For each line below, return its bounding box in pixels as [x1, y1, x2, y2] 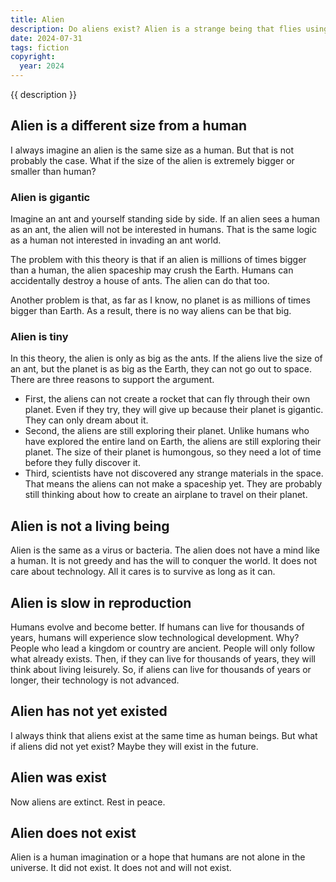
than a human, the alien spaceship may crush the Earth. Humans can [10, 264, 294, 276]
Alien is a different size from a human [10, 117, 248, 135]
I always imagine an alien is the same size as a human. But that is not [10, 144, 294, 156]
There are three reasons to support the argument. [10, 374, 215, 386]
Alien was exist [10, 769, 107, 786]
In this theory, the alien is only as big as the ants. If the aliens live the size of [10, 352, 323, 365]
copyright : [10, 52, 56, 62]
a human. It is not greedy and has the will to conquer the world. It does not [10, 555, 317, 567]
